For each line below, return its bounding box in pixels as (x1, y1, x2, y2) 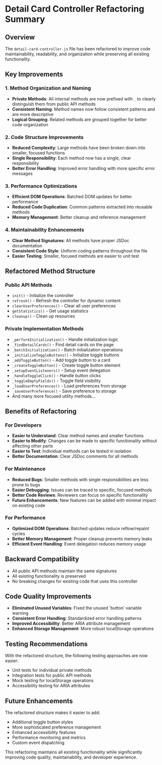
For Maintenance (5, 466, 46, 472)
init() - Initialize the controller (12, 293, 74, 299)
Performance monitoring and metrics (12, 734, 86, 741)
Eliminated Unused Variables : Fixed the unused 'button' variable (12, 605, 142, 611)
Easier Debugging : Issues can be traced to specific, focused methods (12, 487, 152, 493)
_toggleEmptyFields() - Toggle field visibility (12, 378, 101, 383)
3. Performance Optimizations (5, 183, 77, 189)
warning (12, 610, 29, 616)
